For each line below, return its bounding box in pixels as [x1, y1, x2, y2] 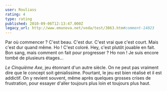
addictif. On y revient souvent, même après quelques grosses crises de [5, 75, 151, 81]
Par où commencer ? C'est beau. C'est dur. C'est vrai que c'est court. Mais [5, 39, 159, 45]
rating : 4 [5, 12, 26, 17]
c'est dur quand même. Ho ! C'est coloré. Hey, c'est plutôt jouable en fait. [5, 45, 156, 50]
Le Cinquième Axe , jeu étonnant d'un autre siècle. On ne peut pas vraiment [5, 65, 159, 71]
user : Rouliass [5, 7, 37, 12]
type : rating [5, 16, 32, 21]
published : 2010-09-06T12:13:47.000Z [5, 21, 83, 26]
